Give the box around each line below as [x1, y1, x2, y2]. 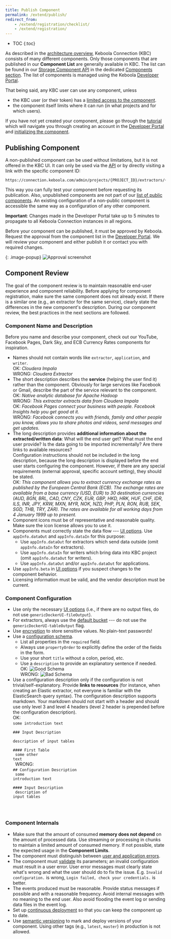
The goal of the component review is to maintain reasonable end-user [5, 282, 152, 289]
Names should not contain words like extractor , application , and [12, 355, 150, 361]
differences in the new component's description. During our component [5, 304, 156, 310]
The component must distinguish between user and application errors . [12, 852, 161, 859]
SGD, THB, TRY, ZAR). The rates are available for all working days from [12, 506, 163, 512]
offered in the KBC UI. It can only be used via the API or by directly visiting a [5, 162, 165, 168]
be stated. [12, 474, 34, 480]
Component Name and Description [5, 322, 93, 329]
